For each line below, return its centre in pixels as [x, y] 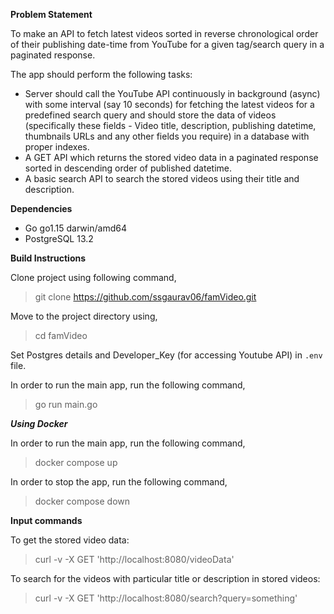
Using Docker [39, 423]
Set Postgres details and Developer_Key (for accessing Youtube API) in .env [166, 355]
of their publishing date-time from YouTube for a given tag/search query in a [167, 44]
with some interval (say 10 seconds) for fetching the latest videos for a [169, 104]
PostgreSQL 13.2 [59, 238]
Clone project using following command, [93, 277]
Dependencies [41, 208]
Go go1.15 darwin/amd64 [75, 228]
